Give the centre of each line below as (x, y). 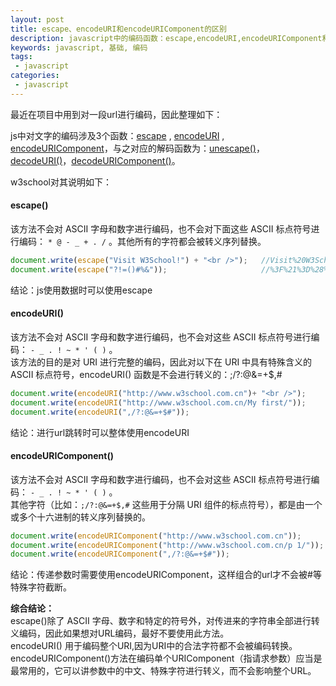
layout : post (37, 19)
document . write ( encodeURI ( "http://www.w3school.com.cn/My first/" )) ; (158, 402)
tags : (21, 57)
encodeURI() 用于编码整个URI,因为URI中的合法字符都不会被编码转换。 (154, 646)
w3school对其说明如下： (61, 182)
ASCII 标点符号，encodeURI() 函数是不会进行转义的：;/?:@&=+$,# (146, 374)
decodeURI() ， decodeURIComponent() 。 (95, 160)
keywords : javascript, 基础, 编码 (79, 47)
